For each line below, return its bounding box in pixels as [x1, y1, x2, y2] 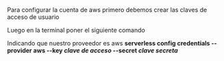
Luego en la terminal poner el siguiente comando [7, 26, 145, 34]
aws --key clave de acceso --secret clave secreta [33, 47, 178, 54]
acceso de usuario [7, 13, 60, 21]
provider [7, 47, 32, 54]
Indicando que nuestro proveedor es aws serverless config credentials [7, 39, 210, 47]
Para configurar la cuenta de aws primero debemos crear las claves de [7, 6, 208, 14]
